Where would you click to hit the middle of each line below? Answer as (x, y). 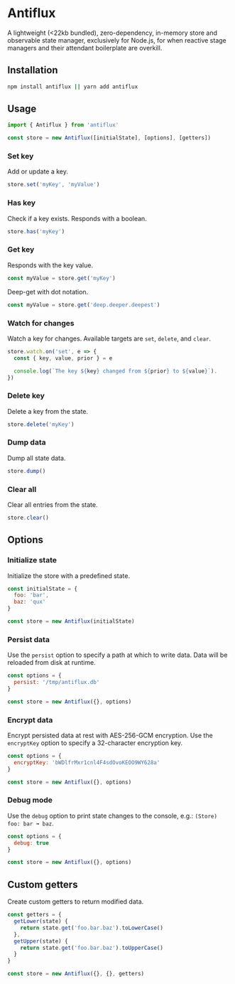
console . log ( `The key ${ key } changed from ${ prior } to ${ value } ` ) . (116, 371)
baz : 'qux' (30, 602)
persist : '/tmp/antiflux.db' (57, 683)
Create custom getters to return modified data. (76, 902)
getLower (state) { (41, 921)
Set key (21, 156)
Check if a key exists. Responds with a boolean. (77, 218)
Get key (21, 250)
